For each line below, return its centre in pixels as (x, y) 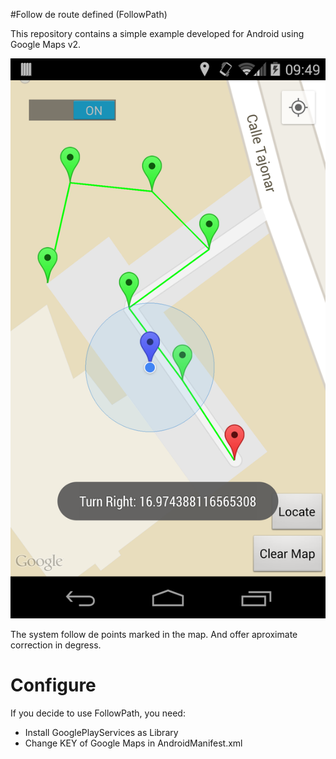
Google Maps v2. (46, 44)
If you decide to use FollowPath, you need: (98, 713)
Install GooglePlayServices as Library (101, 732)
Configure (53, 685)
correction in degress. (56, 645)
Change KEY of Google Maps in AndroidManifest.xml (133, 743)
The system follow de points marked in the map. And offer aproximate (154, 634)
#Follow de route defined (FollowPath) (89, 14)
